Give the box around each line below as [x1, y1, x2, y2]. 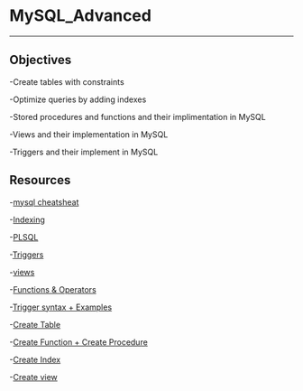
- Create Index [9, 354, 61, 365]
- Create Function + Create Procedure [9, 336, 149, 348]
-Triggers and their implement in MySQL [9, 146, 159, 157]
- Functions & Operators [9, 284, 96, 294]
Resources [9, 172, 71, 188]
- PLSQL [9, 231, 39, 242]
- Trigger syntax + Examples [9, 302, 113, 312]
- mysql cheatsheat [9, 196, 79, 208]
